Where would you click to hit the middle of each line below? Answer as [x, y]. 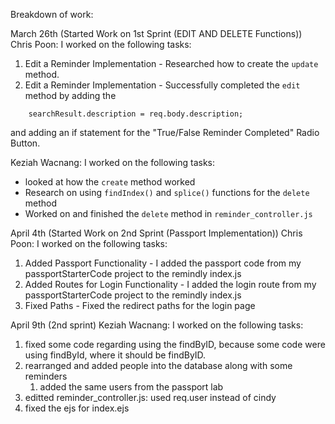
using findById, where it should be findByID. [115, 355]
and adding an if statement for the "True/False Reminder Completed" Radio [165, 132]
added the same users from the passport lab [131, 387]
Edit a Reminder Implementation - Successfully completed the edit [162, 85]
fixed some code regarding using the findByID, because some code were [175, 344]
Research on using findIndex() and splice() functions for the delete [167, 192]
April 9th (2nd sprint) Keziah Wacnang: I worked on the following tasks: [157, 325]
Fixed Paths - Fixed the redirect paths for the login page [140, 305]
